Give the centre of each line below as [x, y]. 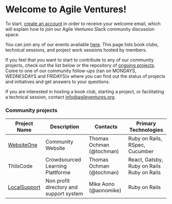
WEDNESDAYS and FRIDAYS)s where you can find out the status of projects [85, 76]
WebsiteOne [23, 145]
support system [64, 194]
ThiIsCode [20, 166]
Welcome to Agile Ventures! [66, 9]
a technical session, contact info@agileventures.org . [61, 97]
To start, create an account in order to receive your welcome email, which [83, 24]
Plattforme [58, 173]
